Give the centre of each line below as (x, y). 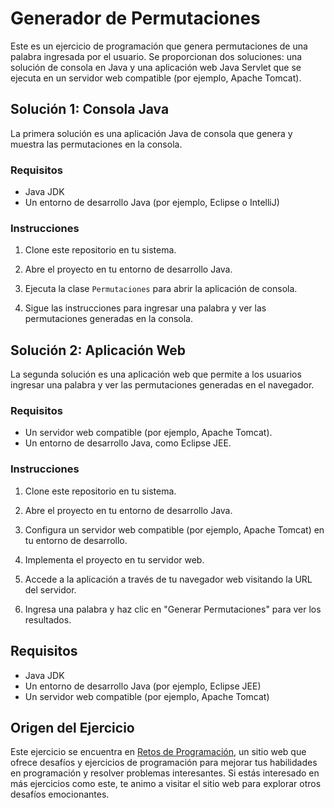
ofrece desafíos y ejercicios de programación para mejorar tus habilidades (164, 763)
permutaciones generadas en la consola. (108, 319)
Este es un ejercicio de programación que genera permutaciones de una (159, 46)
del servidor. (50, 589)
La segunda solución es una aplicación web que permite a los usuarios (156, 374)
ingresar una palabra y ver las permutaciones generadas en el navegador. (162, 385)
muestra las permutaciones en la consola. (96, 144)
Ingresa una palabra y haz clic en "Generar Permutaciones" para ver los (173, 609)
